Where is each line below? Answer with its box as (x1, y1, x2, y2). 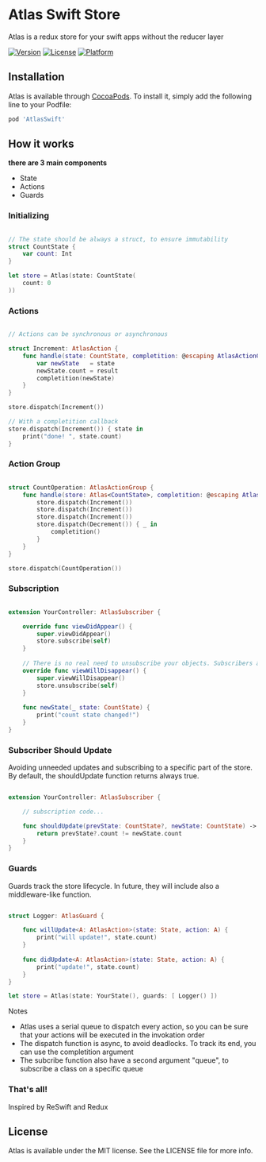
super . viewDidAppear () (36, 630, 112, 638)
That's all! (8, 1084, 47, 1095)
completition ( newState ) (36, 374, 115, 382)
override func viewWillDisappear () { (22, 666, 147, 674)
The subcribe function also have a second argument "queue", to (19, 1056, 230, 1065)
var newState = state (36, 359, 115, 367)
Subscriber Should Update (8, 744, 112, 755)
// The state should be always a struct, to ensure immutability (8, 235, 228, 243)
